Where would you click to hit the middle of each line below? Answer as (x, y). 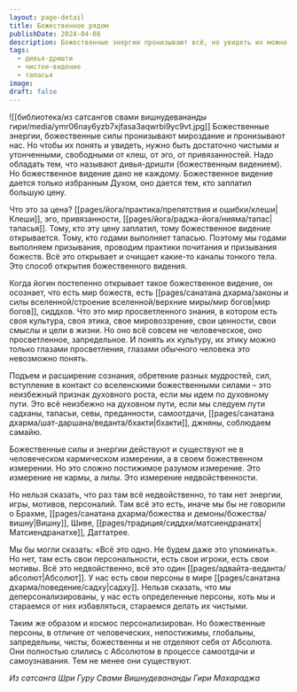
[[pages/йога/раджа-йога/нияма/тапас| (198, 219)
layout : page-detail (47, 17)
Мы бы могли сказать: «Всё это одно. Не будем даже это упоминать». (143, 549)
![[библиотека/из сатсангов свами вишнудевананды (108, 117)
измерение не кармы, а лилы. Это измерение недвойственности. (133, 477)
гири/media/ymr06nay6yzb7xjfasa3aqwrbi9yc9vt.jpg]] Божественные (139, 126)
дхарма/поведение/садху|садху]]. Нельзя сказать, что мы (121, 587)
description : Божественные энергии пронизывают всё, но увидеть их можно (148, 42)
